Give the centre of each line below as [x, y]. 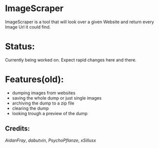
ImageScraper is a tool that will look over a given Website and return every [79, 22]
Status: [20, 47]
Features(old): [35, 80]
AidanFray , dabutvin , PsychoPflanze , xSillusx [51, 140]
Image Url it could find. [28, 27]
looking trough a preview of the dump [50, 113]
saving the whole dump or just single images [57, 98]
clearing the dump [30, 108]
